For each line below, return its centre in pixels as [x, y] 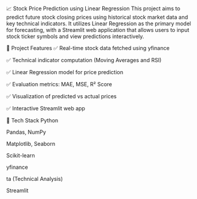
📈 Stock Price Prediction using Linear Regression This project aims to [93, 8]
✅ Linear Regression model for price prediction [65, 72]
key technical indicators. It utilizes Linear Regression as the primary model [99, 24]
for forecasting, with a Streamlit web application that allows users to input [98, 30]
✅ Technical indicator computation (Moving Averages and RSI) [84, 60]
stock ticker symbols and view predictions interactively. [75, 36]
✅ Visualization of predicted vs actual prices [61, 96]
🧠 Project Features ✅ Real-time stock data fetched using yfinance [88, 48]
